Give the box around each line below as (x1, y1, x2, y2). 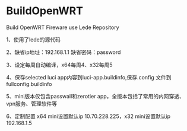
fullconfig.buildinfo (6, 80, 52, 87)
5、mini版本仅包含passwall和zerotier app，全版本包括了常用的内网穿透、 (6, 92, 185, 100)
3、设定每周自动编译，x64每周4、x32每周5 (6, 61, 113, 68)
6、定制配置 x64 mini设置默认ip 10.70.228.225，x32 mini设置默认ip (6, 113, 171, 120)
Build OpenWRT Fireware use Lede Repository (6, 24, 119, 31)
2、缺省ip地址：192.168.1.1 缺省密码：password (6, 49, 121, 56)
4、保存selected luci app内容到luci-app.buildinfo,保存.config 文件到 (6, 74, 172, 81)
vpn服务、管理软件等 (6, 100, 58, 107)
